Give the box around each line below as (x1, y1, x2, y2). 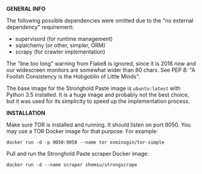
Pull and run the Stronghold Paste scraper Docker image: (6, 150, 149, 157)
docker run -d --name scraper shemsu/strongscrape (6, 162, 138, 168)
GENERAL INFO (6, 5, 46, 12)
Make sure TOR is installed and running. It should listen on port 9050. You (6, 121, 191, 128)
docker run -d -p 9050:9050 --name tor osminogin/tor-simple (6, 139, 165, 145)
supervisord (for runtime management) (15, 35, 113, 42)
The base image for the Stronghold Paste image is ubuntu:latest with (6, 85, 181, 92)
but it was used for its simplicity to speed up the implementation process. (6, 97, 190, 105)
